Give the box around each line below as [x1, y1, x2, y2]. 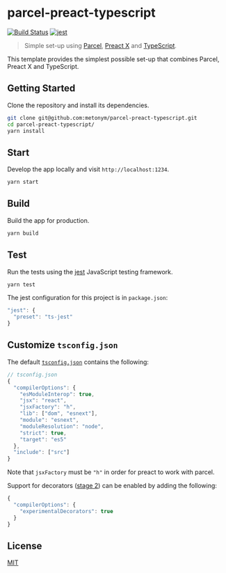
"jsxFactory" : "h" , [19, 404, 76, 411]
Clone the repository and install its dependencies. [7, 101, 150, 109]
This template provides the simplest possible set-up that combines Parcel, [7, 54, 220, 63]
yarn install [7, 127, 45, 134]
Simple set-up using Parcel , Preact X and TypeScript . [24, 41, 177, 49]
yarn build [7, 230, 39, 237]
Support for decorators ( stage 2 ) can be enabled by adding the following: [7, 482, 218, 490]
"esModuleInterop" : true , [19, 391, 95, 398]
